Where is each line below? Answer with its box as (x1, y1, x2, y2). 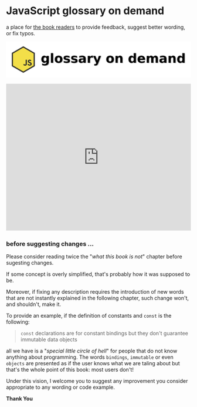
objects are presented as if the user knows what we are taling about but (6, 360, 180, 367)
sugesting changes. (6, 260, 54, 267)
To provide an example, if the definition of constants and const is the (6, 312, 172, 319)
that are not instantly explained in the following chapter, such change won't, (6, 295, 189, 302)
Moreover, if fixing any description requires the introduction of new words (6, 288, 184, 295)
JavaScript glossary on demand (6, 4, 165, 18)
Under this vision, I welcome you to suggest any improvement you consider (6, 378, 188, 385)
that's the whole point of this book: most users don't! (6, 366, 134, 374)
